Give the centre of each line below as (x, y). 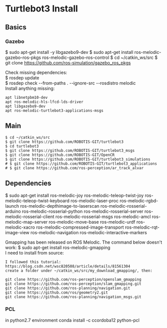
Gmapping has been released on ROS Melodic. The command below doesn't (84, 242)
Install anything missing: (30, 88)
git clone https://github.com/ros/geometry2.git (57, 293)
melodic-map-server (26, 222)
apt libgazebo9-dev (25, 106)
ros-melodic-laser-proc (94, 201)
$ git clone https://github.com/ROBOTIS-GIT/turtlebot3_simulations (78, 159)
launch (12, 206)
